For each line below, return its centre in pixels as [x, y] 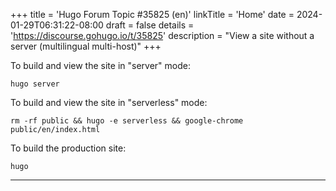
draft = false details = [150, 25]
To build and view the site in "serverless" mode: [109, 102]
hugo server [35, 84]
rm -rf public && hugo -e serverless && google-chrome [127, 121]
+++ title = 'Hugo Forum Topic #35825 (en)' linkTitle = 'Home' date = [152, 14]
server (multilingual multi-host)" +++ [86, 46]
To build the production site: [68, 148]
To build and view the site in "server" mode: [100, 65]
